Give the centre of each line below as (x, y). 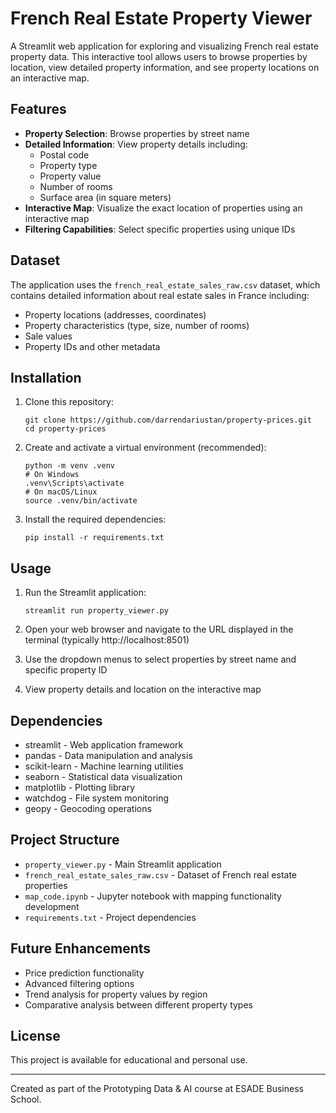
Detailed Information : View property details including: (136, 144)
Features (38, 109)
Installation (46, 377)
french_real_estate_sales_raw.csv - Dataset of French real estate (160, 874)
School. (26, 1099)
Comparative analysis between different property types (138, 1004)
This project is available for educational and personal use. (129, 1060)
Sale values (48, 336)
